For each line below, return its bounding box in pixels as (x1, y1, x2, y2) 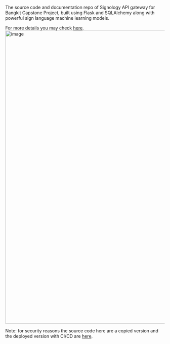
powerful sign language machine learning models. (5, 15, 110, 21)
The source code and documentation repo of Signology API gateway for (5, 5, 155, 10)
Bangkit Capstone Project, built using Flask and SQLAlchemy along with (5, 10, 155, 16)
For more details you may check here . (5, 25, 84, 31)
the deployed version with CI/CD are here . (5, 333, 93, 339)
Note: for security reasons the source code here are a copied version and (5, 328, 158, 334)
